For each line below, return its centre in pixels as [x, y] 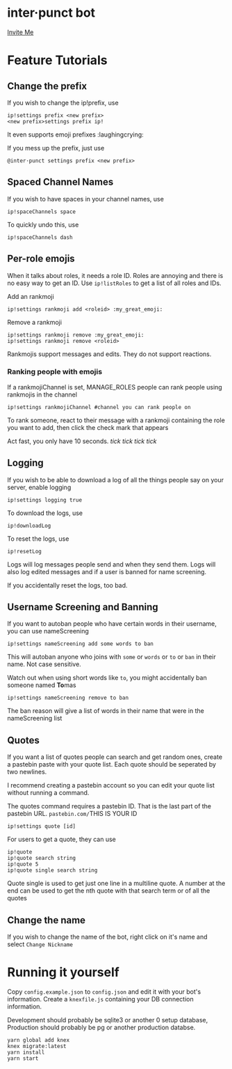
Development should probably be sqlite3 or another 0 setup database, [108, 1020]
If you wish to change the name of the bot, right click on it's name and [107, 937]
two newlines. [27, 772]
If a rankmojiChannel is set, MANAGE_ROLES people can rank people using [115, 387]
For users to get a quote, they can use [61, 839]
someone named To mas [42, 685]
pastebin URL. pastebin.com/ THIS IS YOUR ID [72, 814]
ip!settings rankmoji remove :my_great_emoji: [76, 335]
